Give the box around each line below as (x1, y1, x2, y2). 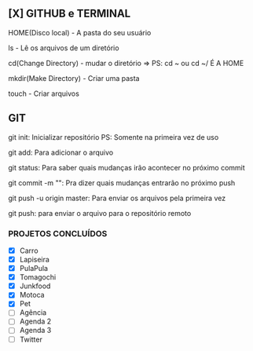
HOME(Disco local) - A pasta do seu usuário (8, 27, 152, 37)
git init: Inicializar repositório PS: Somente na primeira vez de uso (8, 132, 219, 141)
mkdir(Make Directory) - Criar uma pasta (8, 73, 140, 82)
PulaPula (19, 264, 49, 273)
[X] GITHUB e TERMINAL (8, 7, 131, 20)
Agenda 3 (19, 326, 52, 335)
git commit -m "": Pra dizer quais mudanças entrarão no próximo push (8, 177, 236, 188)
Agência (19, 308, 47, 317)
